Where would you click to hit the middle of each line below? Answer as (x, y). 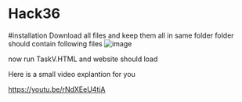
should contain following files (56, 43)
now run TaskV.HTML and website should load (83, 59)
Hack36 (34, 14)
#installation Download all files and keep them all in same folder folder (121, 35)
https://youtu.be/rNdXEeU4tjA (57, 89)
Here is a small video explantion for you (72, 74)
